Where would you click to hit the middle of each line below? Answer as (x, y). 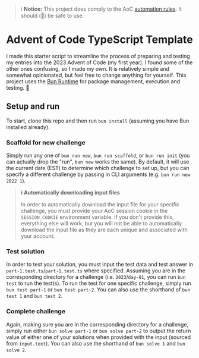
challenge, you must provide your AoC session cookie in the (94, 211)
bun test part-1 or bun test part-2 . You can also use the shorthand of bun (98, 290)
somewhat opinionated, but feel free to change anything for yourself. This (96, 75)
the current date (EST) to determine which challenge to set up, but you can (98, 168)
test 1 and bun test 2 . (34, 296)
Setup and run (33, 106)
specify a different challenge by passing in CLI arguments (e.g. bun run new (98, 174)
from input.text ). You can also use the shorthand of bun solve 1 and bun (96, 343)
